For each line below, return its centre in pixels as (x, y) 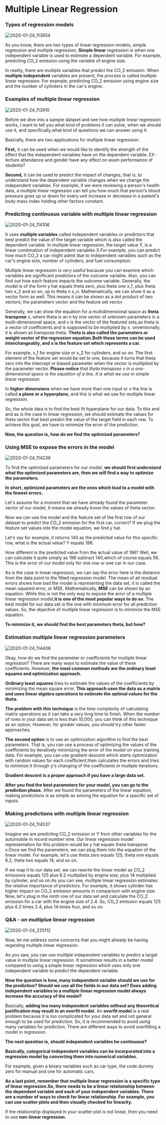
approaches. (18, 730)
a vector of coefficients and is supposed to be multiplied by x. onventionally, (83, 327)
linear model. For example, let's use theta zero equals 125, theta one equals (82, 855)
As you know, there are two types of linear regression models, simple (76, 45)
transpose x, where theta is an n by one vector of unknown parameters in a (82, 317)
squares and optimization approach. (43, 674)
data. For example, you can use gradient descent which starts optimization (81, 755)
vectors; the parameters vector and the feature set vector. (64, 302)
